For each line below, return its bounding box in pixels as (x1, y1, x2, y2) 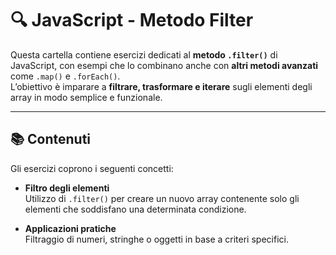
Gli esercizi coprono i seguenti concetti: (10, 162, 174, 174)
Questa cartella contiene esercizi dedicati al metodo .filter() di (10, 48, 278, 61)
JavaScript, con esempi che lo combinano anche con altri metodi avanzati (10, 59, 319, 71)
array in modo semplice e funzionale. (10, 91, 163, 103)
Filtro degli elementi (24, 182, 110, 194)
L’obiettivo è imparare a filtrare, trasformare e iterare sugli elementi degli (10, 80, 313, 92)
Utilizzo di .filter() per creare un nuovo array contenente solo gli (24, 192, 300, 204)
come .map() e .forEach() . (10, 70, 121, 82)
